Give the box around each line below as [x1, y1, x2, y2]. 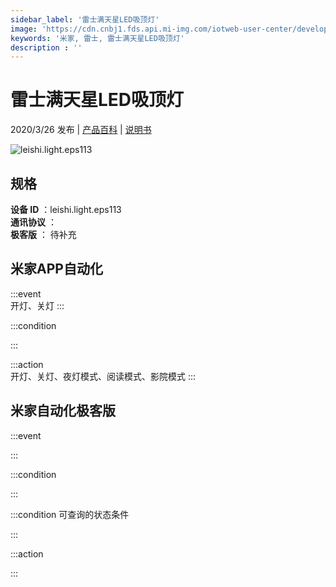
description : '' [10, 42, 83, 53]
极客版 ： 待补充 [10, 229, 77, 240]
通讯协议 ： [10, 216, 57, 228]
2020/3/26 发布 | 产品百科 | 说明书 [10, 124, 152, 136]
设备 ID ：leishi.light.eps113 [10, 204, 122, 215]
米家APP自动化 [10, 261, 103, 278]
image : [10, 24, 38, 34]
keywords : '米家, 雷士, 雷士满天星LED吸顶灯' [10, 33, 185, 43]
